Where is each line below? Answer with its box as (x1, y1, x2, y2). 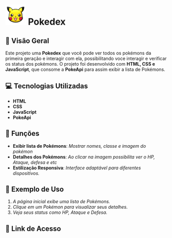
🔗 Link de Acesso (5, 224, 61, 233)
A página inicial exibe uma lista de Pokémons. (12, 199, 111, 205)
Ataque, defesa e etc (12, 159, 57, 165)
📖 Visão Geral (5, 36, 50, 45)
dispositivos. (12, 170, 40, 176)
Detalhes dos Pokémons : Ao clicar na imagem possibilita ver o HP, (12, 153, 155, 160)
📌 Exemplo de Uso (5, 185, 64, 194)
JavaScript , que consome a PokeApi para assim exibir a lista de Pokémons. (5, 66, 165, 72)
